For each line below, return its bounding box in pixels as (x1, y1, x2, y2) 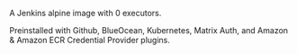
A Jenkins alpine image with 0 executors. (9, 8, 162, 18)
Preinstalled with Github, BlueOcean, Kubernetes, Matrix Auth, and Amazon (9, 25, 289, 35)
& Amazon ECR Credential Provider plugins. (9, 35, 171, 45)
